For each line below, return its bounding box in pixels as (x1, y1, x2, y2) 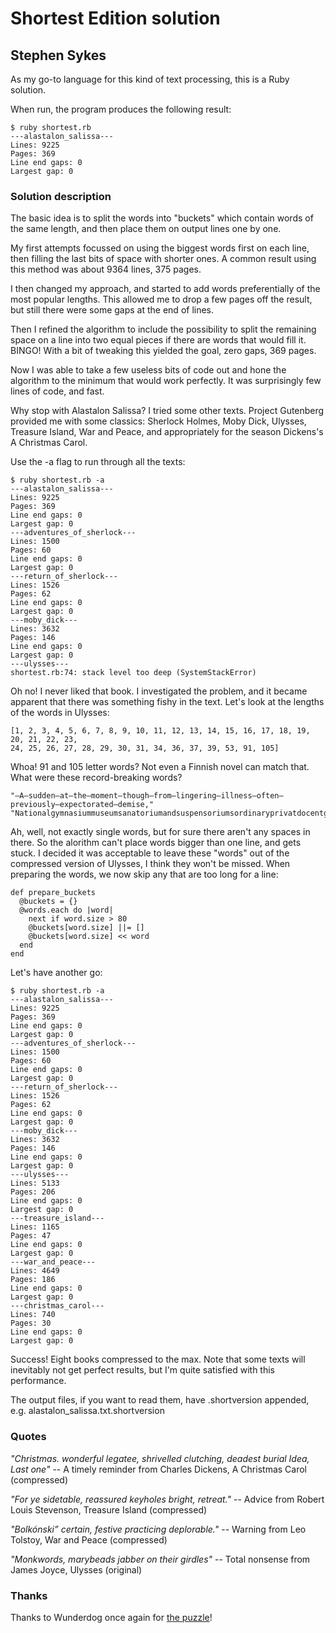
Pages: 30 (10, 1318, 52, 1329)
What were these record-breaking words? (10, 772, 183, 784)
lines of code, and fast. (10, 385, 105, 397)
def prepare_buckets (10, 888, 97, 898)
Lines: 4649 (10, 1266, 60, 1276)
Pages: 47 (10, 1231, 52, 1241)
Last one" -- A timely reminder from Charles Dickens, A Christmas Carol (10, 1463, 308, 1475)
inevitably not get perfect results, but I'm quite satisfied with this (10, 1364, 275, 1376)
